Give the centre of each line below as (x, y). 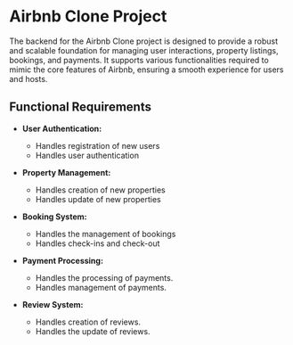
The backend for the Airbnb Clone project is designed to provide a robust (144, 41)
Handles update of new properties (98, 199)
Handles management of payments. (101, 287)
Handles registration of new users (98, 145)
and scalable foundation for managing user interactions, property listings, (144, 50)
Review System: (53, 304)
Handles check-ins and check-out (98, 243)
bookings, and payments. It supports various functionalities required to (139, 60)
